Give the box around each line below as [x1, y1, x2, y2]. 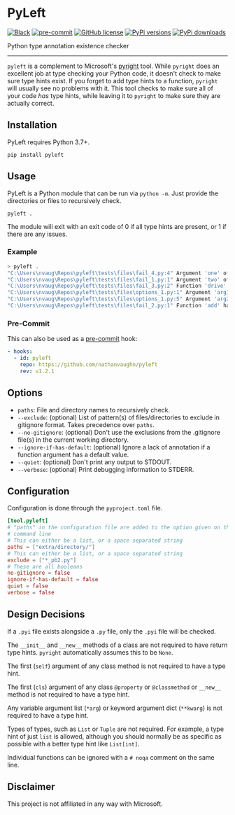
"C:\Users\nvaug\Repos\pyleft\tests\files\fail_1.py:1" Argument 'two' [7, 276, 220, 283]
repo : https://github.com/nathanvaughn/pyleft [20, 361, 158, 368]
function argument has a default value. [17, 450, 129, 459]
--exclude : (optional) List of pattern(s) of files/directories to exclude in [17, 413, 220, 422]
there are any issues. [7, 230, 68, 238]
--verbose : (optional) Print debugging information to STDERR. [17, 465, 194, 473]
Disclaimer [7, 781, 55, 793]
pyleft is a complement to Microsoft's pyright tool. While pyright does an [7, 62, 220, 70]
